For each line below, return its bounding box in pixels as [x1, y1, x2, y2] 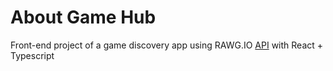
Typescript [10, 49, 55, 61]
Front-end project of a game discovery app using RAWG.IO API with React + [10, 39, 324, 51]
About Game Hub [10, 6, 157, 29]
